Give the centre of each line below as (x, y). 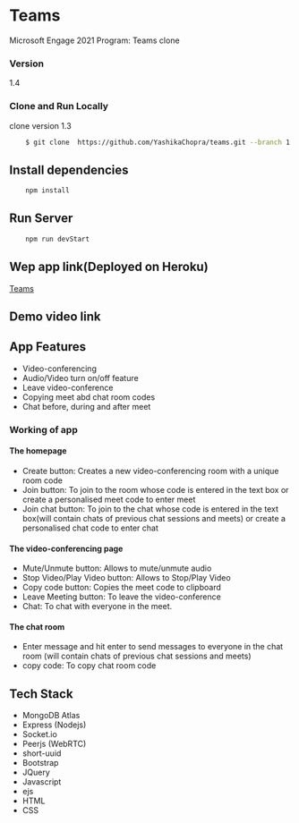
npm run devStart (58, 239)
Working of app (43, 429)
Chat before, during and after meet (86, 406)
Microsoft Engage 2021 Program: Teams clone (95, 40)
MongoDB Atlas (51, 716)
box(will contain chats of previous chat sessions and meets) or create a (154, 518)
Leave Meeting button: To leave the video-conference (121, 597)
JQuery (36, 772)
